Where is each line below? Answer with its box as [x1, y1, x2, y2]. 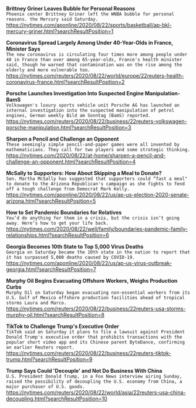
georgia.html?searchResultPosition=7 [6, 266, 97, 273]
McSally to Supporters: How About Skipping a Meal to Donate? [6, 170, 163, 176]
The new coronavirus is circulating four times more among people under [6, 52, 188, 58]
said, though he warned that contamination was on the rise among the [6, 62, 183, 68]
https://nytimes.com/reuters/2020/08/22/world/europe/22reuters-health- [6, 72, 184, 79]
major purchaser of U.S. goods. [6, 384, 85, 390]
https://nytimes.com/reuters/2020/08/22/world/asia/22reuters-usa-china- [6, 389, 186, 396]
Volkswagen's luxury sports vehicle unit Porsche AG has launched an [6, 102, 180, 108]
